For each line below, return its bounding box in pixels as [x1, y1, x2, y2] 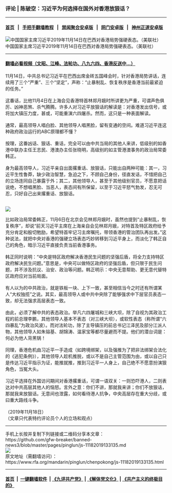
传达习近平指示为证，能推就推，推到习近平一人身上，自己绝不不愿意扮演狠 [9, 360, 167, 366]
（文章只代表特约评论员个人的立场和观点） [5, 415, 95, 421]
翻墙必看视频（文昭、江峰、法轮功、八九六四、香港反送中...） [5, 60, 136, 66]
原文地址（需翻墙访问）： [5, 453, 57, 459]
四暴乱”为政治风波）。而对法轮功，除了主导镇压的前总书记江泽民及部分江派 [5, 322, 162, 328]
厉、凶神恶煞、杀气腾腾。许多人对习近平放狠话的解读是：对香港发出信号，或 [5, 104, 167, 110]
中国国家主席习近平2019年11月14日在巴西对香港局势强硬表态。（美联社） [5, 43, 156, 49]
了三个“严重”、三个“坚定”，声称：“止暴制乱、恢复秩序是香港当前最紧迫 [14, 79, 163, 85]
